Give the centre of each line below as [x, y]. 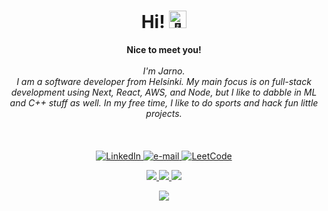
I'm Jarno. [164, 71]
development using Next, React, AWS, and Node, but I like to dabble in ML [164, 92]
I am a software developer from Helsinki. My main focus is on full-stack [164, 81]
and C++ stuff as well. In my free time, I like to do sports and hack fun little [164, 102]
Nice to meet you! [164, 49]
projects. [164, 113]
